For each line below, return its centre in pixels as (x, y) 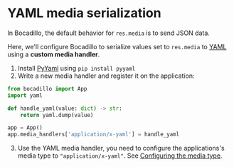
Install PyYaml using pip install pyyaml (76, 68)
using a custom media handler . (54, 54)
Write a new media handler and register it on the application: (106, 76)
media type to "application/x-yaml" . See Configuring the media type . (120, 156)
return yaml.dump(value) (57, 115)
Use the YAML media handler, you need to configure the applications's (121, 148)
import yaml (25, 95)
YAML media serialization (84, 13)
